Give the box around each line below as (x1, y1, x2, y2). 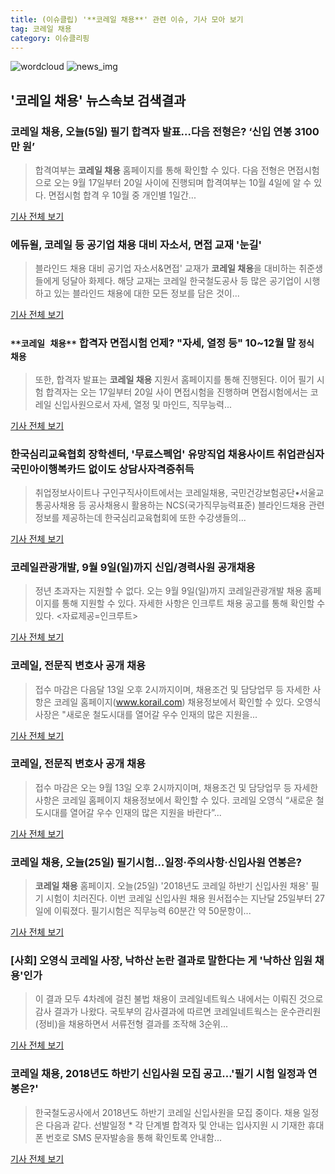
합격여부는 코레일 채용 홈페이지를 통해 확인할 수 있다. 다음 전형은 (34, 164, 286, 176)
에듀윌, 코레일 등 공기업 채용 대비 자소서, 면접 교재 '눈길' (10, 237, 263, 251)
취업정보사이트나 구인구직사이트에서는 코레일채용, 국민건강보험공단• (34, 486, 300, 498)
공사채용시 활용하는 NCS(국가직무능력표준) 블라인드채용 (88, 499, 307, 511)
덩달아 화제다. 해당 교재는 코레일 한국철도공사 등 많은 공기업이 (61, 275, 302, 287)
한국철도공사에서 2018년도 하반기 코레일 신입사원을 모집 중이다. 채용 (34, 1106, 301, 1118)
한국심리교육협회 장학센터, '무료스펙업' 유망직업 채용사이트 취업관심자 (10, 447, 325, 461)
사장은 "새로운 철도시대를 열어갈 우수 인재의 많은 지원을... (34, 708, 258, 720)
